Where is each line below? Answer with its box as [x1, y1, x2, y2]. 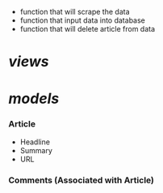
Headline [19, 137, 51, 147]
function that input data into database [19, 15, 145, 25]
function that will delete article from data [19, 24, 156, 33]
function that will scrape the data [19, 7, 130, 16]
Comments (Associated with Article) [8, 174, 155, 186]
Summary [19, 145, 52, 155]
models [8, 89, 60, 108]
